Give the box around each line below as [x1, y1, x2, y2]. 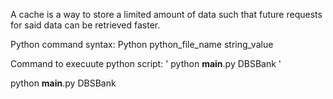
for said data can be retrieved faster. [10, 19, 161, 31]
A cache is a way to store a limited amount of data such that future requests [10, 9, 323, 20]
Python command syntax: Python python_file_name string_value [10, 39, 274, 50]
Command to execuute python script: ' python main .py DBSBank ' [10, 58, 282, 69]
